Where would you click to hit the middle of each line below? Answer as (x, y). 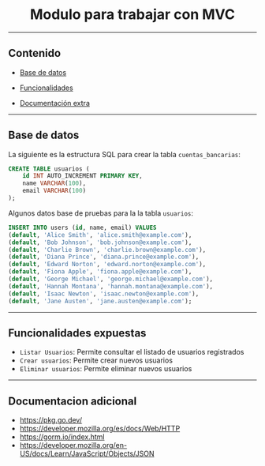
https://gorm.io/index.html (62, 437)
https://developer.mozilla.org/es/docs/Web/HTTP (100, 429)
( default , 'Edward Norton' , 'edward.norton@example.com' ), (107, 265)
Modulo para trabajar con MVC (132, 15)
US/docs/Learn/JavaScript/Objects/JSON (87, 454)
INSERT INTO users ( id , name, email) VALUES (82, 227)
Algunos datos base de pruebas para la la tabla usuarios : (101, 213)
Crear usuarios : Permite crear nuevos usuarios (96, 360)
